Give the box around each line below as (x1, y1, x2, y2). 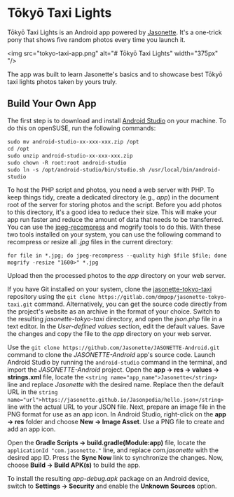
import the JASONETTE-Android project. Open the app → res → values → (7, 365, 219, 374)
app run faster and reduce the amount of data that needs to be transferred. (7, 215, 224, 223)
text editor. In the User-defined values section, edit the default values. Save (7, 322, 226, 330)
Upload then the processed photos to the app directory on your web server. (7, 271, 226, 279)
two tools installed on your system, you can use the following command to (7, 230, 222, 239)
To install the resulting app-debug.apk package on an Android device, (7, 474, 210, 482)
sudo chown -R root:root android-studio (7, 159, 128, 166)
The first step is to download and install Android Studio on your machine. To (7, 116, 226, 125)
